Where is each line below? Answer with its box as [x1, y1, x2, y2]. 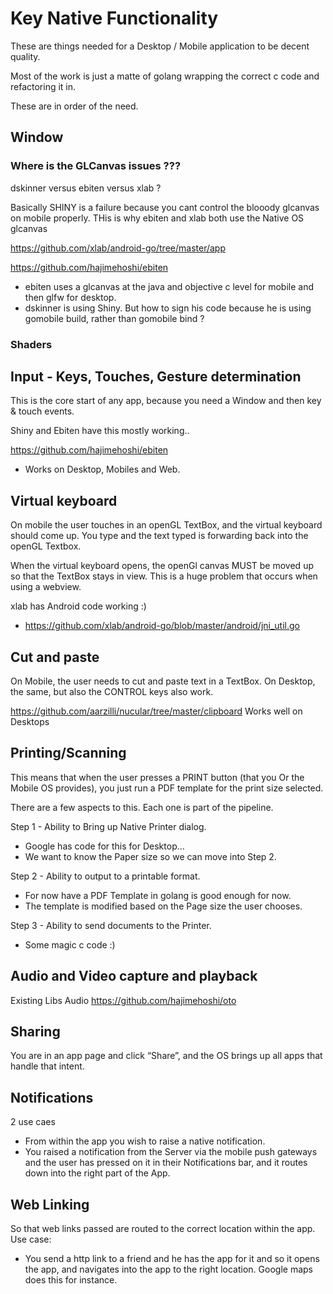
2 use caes [10, 1116, 56, 1128]
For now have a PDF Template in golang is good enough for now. [24, 889, 292, 901]
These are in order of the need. [10, 100, 139, 112]
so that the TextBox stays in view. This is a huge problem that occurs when [10, 570, 318, 582]
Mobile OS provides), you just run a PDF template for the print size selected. [10, 782, 324, 794]
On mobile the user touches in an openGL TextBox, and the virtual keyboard [10, 519, 323, 531]
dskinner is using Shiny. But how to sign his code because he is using [24, 302, 312, 314]
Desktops [10, 715, 50, 727]
